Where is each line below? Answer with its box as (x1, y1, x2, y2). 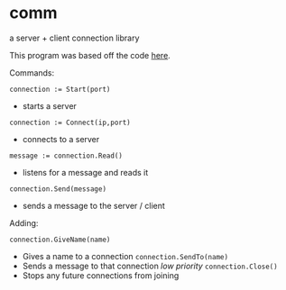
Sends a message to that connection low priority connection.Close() (22, 260, 278, 271)
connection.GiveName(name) (9, 235, 111, 244)
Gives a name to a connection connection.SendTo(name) (22, 250, 228, 261)
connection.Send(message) (9, 184, 106, 194)
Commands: (9, 67, 55, 78)
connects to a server (22, 133, 100, 144)
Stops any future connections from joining (22, 269, 180, 281)
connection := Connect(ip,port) (9, 118, 131, 127)
